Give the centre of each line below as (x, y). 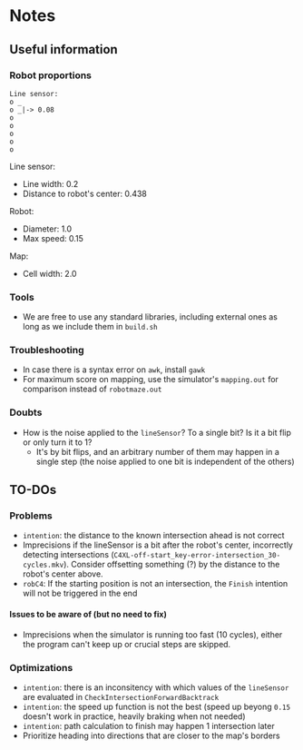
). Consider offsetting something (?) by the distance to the (171, 565)
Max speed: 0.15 (53, 238)
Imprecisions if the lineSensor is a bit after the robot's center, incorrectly (157, 545)
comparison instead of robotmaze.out (92, 389)
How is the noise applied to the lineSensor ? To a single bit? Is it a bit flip (157, 432)
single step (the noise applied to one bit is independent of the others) (165, 461)
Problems (31, 516)
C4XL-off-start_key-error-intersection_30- (197, 556)
